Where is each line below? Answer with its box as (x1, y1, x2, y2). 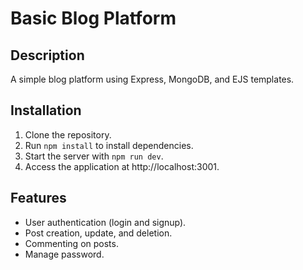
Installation (10, 102, 82, 119)
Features (10, 190, 67, 207)
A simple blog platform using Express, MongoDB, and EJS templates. (10, 73, 295, 85)
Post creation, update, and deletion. (24, 227, 173, 239)
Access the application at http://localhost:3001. (24, 160, 220, 172)
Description (10, 47, 85, 64)
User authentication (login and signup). (24, 216, 187, 228)
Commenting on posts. (24, 237, 119, 249)
